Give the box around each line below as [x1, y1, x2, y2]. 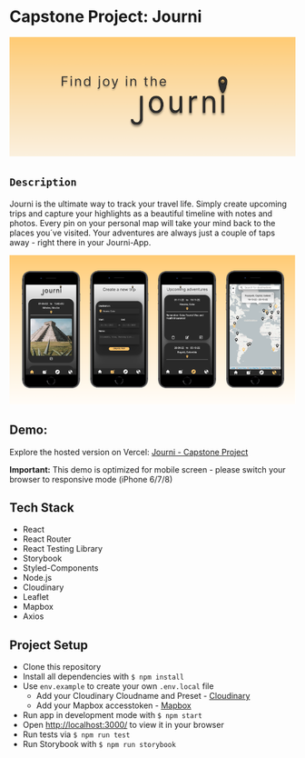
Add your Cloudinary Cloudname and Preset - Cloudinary [35, 691, 251, 702]
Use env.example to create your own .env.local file [22, 681, 214, 692]
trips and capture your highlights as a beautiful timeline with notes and [9, 207, 273, 219]
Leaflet [22, 592, 50, 603]
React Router [22, 534, 72, 544]
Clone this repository [22, 662, 102, 673]
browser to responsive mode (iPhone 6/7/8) [9, 474, 173, 484]
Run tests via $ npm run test [22, 729, 131, 740]
